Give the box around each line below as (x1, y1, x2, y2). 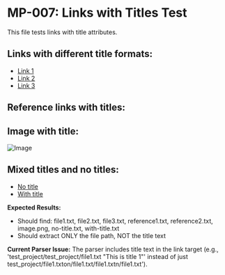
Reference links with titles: (7, 102, 125, 113)
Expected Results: (7, 203, 61, 212)
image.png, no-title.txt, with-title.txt (17, 224, 120, 233)
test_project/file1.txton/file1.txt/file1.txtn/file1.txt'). (7, 260, 148, 268)
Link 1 (17, 66, 34, 74)
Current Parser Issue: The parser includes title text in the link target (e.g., (7, 245, 219, 253)
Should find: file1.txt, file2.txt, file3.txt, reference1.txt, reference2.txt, (17, 217, 214, 225)
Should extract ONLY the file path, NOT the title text (17, 231, 166, 239)
